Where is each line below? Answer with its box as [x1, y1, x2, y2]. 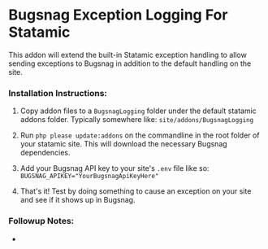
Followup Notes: [8, 216, 75, 227]
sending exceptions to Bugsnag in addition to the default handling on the [8, 59, 252, 68]
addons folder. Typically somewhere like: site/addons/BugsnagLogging [19, 115, 254, 124]
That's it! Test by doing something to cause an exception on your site [19, 186, 252, 196]
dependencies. [19, 148, 71, 158]
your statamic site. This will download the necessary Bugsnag [19, 139, 227, 149]
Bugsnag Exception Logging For [8, 6, 228, 24]
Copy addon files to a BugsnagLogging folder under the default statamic [19, 106, 257, 116]
